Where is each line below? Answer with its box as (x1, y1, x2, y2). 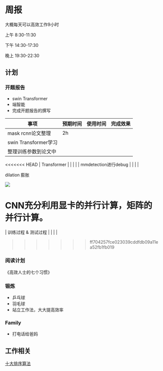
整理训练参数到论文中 (7, 148, 57, 155)
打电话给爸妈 (12, 331, 38, 337)
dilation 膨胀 (5, 172, 30, 178)
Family (5, 319, 21, 326)
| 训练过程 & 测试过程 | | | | (5, 229, 57, 235)
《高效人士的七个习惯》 (5, 269, 52, 275)
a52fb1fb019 (90, 244, 115, 250)
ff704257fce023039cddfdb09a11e (90, 239, 159, 245)
